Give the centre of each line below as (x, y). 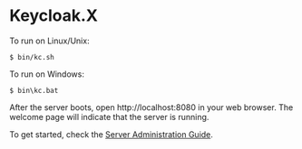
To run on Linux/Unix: (49, 41)
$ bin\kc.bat (34, 90)
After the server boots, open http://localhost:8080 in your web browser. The (151, 107)
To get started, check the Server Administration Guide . (111, 134)
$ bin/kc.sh (32, 57)
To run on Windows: (47, 74)
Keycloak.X (54, 16)
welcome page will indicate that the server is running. (109, 116)
